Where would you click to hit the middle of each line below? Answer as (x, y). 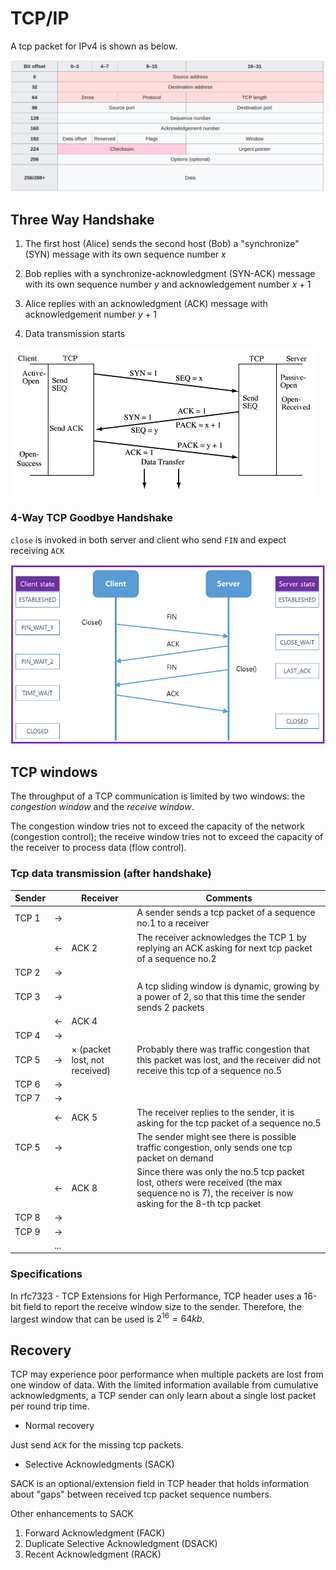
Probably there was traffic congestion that (223, 1049)
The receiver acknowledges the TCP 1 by (221, 937)
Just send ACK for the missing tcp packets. (97, 1445)
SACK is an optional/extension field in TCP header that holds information (160, 1484)
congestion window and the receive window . (102, 807)
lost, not (88, 1059)
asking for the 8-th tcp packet (199, 1204)
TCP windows (54, 772)
